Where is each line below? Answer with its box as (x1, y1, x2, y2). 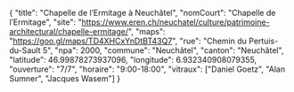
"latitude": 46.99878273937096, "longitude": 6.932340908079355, (9, 55, 257, 65)
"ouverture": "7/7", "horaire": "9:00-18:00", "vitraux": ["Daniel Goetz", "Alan (9, 64, 286, 74)
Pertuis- (249, 35, 279, 46)
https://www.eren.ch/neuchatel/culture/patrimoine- (81, 17, 270, 27)
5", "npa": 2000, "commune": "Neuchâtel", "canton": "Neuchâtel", (42, 45, 284, 56)
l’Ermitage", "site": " (9, 17, 82, 27)
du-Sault (9, 45, 42, 56)
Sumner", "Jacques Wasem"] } (9, 73, 121, 83)
